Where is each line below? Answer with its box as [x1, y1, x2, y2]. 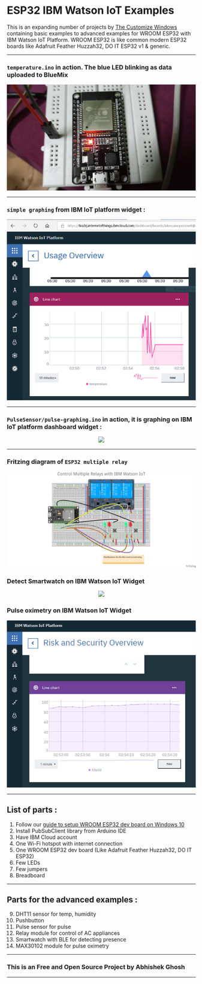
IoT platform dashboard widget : [7, 422, 102, 431]
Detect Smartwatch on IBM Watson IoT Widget [7, 577, 145, 585]
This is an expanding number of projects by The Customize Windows [7, 23, 177, 31]
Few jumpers [15, 865, 48, 873]
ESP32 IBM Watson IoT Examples [7, 4, 174, 17]
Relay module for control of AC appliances [15, 929, 120, 937]
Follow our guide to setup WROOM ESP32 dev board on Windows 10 [15, 820, 185, 828]
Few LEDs [15, 859, 41, 866]
